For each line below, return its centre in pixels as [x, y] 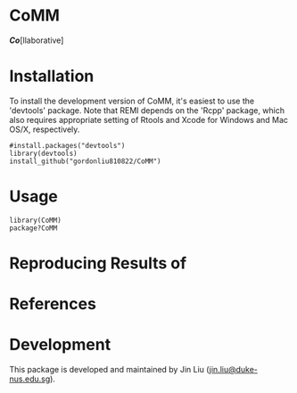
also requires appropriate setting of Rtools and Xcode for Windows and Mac [148, 119]
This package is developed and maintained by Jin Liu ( [109, 370]
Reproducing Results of [98, 263]
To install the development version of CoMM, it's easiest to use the [132, 101]
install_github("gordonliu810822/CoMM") [86, 161]
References [53, 304]
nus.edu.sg [30, 379]
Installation [52, 76]
